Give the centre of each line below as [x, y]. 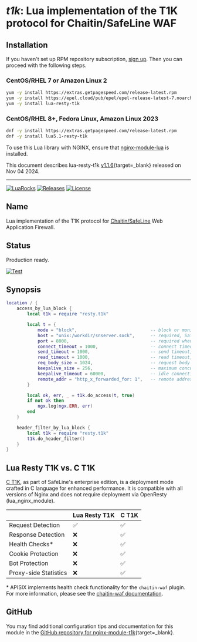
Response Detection [37, 535]
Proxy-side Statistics [38, 573]
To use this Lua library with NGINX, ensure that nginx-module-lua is [88, 147]
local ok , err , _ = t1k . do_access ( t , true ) [81, 395]
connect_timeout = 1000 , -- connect [107, 347]
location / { [22, 303]
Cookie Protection [34, 554]
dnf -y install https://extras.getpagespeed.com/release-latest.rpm [91, 131]
